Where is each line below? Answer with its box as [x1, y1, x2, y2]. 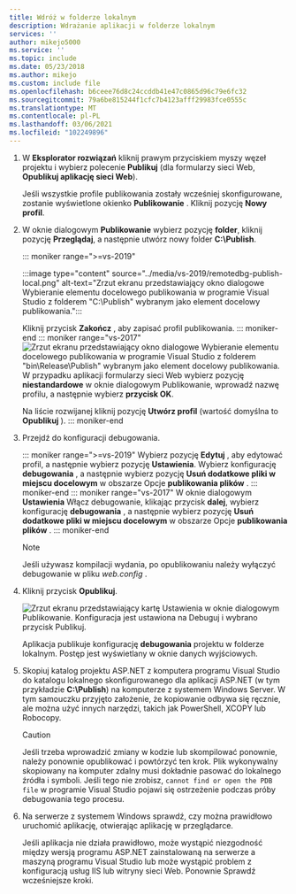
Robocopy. [21, 712, 62, 722]
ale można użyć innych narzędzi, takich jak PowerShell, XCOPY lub [21, 703, 267, 713]
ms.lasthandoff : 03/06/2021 [9, 120, 113, 129]
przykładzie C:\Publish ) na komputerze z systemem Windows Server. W [21, 683, 285, 695]
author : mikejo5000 [9, 37, 81, 47]
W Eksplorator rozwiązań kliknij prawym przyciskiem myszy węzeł [21, 152, 267, 163]
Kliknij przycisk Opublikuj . [21, 585, 118, 596]
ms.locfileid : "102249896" [9, 128, 109, 137]
